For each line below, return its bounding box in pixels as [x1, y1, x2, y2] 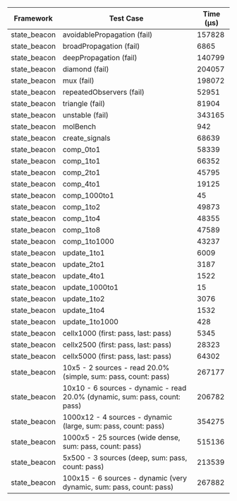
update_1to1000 [62, 317, 119, 326]
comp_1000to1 [62, 191, 114, 200]
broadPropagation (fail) [62, 42, 140, 51]
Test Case [109, 13, 144, 23]
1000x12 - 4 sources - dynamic [62, 413, 173, 422]
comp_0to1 [62, 145, 101, 154]
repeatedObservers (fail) [62, 88, 145, 97]
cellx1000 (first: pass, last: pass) [62, 329, 172, 338]
